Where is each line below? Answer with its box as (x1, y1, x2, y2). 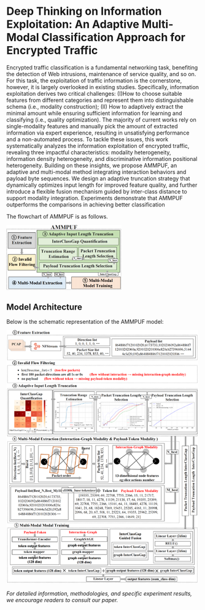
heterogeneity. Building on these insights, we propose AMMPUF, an (6, 162, 177, 169)
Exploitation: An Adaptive (6, 17, 139, 31)
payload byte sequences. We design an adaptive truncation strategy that (6, 174, 190, 182)
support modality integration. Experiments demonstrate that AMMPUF (6, 194, 183, 201)
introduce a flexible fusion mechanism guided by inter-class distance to (6, 187, 187, 195)
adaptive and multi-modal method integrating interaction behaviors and (6, 168, 187, 176)
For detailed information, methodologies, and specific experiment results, (6, 590, 192, 597)
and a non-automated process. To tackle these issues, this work (6, 135, 169, 143)
